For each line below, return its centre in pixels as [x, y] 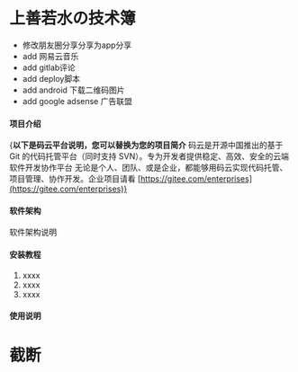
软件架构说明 [33, 232]
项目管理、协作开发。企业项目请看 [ [75, 179]
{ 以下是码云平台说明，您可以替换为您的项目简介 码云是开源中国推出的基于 [146, 146]
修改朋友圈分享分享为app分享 [77, 45]
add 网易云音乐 [50, 56]
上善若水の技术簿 [73, 18]
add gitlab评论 [49, 67]
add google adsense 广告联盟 [77, 101]
